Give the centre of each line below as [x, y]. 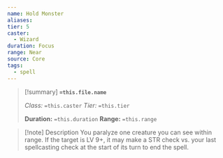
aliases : [20, 20]
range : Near [24, 53]
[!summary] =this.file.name [65, 92]
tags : [15, 65]
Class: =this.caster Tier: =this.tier [77, 105]
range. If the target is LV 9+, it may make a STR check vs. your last [120, 139]
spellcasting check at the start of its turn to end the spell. [107, 147]
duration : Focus [31, 46]
